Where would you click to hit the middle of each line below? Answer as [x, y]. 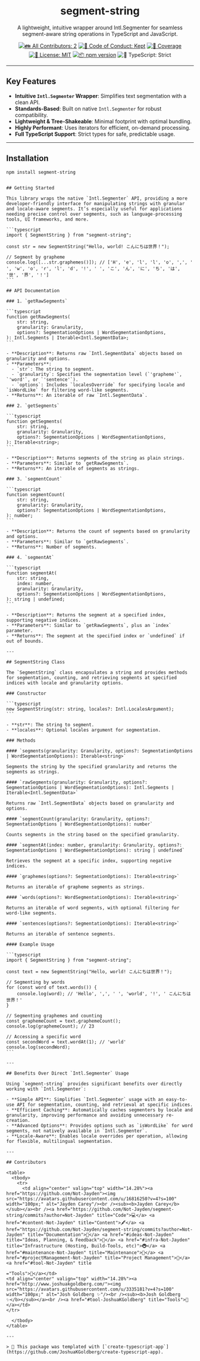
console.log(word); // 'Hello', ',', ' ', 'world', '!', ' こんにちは [104, 993]
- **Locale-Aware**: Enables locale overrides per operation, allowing [97, 1136]
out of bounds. [25, 641]
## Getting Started [30, 188]
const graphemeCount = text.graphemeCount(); [63, 1021]
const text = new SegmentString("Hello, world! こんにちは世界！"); [89, 972]
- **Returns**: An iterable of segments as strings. [73, 468]
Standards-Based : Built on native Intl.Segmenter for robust [88, 108]
